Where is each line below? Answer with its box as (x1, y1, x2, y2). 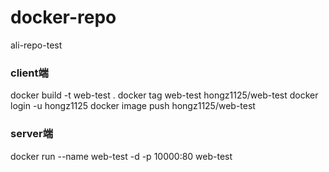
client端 (10, 66, 49, 80)
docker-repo (10, 6, 117, 29)
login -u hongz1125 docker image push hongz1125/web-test (10, 100, 256, 112)
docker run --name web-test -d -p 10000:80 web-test (10, 150, 233, 162)
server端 (10, 127, 54, 141)
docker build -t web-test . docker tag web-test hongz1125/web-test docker (10, 89, 319, 101)
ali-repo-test (10, 39, 63, 51)
